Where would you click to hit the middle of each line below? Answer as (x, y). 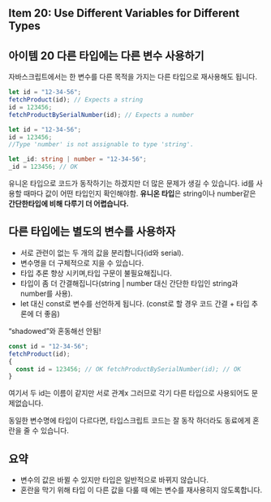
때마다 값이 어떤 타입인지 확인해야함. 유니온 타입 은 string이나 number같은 (140, 193)
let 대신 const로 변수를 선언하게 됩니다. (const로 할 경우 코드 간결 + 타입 (135, 303)
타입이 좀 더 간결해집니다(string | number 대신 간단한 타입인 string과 (129, 283)
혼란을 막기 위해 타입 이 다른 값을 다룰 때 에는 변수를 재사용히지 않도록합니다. (141, 490)
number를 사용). (46, 293)
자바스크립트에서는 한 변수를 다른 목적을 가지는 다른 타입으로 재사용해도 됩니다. (133, 77)
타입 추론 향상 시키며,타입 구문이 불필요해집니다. (96, 273)
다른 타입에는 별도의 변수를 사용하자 (92, 232)
